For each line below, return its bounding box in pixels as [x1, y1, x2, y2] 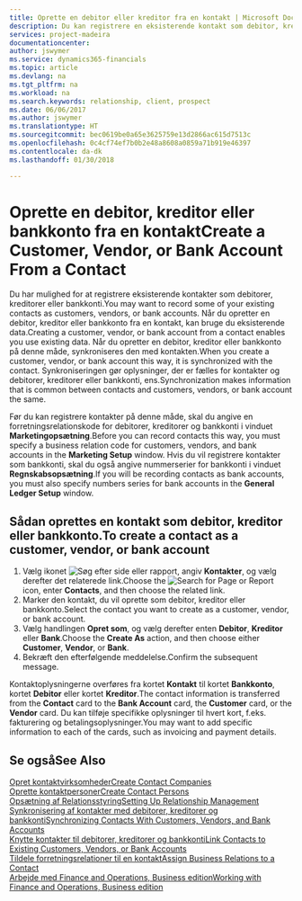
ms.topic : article [9, 64, 78, 73]
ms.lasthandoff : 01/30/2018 [9, 155, 115, 165]
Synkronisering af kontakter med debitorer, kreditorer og [9, 806, 218, 816]
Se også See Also [9, 753, 106, 768]
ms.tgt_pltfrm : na [9, 80, 78, 89]
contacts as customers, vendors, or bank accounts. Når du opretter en [9, 308, 271, 319]
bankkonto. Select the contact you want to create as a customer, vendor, [22, 604, 289, 615]
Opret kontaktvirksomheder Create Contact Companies [9, 777, 212, 788]
